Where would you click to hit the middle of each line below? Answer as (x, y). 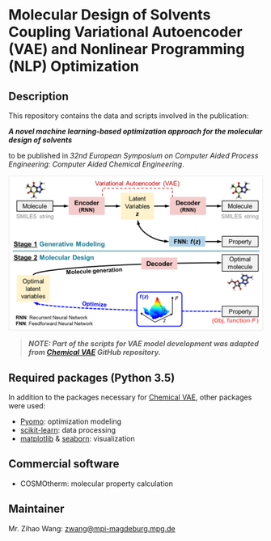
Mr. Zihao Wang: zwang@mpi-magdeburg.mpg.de (92, 528)
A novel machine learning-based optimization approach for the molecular (135, 131)
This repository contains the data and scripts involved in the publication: (129, 116)
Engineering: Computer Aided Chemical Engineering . (96, 164)
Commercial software (64, 464)
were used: (27, 405)
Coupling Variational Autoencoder (125, 32)
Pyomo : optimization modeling (71, 421)
